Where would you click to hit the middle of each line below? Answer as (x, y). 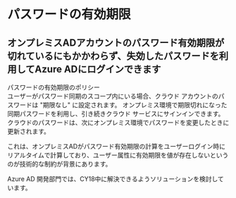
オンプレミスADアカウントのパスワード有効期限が (116, 43)
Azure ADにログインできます (98, 69)
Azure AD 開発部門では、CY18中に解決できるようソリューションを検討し (113, 179)
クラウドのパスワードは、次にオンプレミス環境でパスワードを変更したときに (118, 123)
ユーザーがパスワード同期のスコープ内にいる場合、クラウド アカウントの (113, 96)
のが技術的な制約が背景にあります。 (60, 164)
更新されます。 (29, 131)
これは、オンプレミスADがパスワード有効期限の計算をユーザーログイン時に (117, 146)
